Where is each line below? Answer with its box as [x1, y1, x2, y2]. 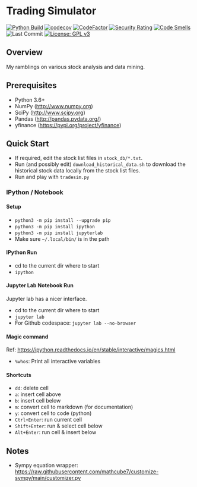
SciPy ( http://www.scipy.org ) [14, 109, 86, 116]
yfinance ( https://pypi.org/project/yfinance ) [14, 121, 122, 128]
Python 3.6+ [14, 96, 46, 103]
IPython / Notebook [6, 188, 63, 197]
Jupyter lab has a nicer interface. [6, 295, 87, 302]
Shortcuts [6, 371, 31, 378]
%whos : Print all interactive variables [14, 358, 101, 365]
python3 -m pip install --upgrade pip [14, 217, 111, 224]
